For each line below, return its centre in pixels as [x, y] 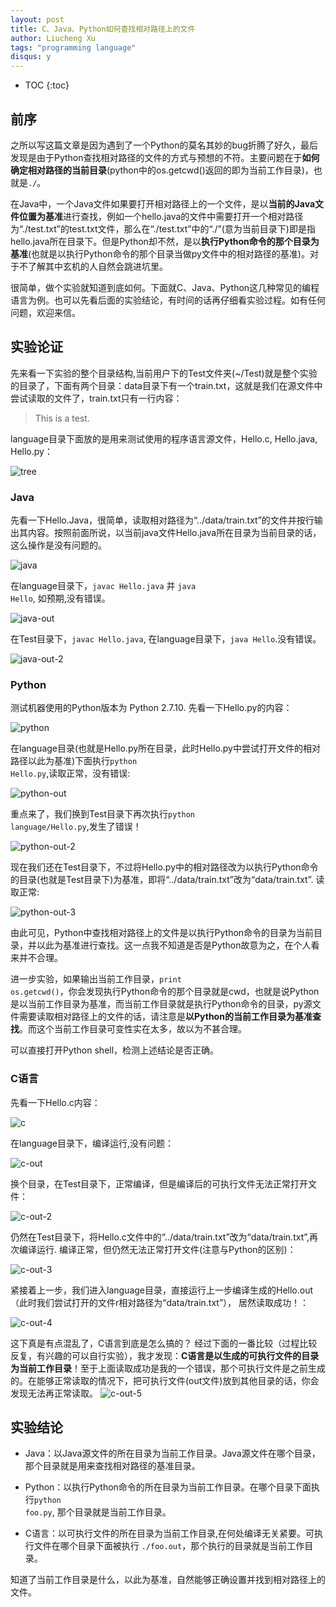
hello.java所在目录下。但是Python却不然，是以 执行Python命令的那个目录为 [165, 241]
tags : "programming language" [73, 47]
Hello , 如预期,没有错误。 [60, 598]
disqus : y [31, 57]
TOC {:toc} [47, 85]
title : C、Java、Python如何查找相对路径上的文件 [103, 29]
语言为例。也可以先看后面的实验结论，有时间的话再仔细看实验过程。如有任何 [168, 300]
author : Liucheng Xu [53, 38]
